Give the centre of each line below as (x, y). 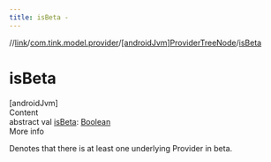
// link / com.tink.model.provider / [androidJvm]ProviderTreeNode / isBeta (135, 42)
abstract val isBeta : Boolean (60, 121)
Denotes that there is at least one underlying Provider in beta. (121, 148)
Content (24, 112)
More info (27, 131)
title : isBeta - (39, 17)
